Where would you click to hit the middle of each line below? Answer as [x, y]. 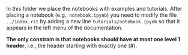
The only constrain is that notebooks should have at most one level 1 [93, 39]
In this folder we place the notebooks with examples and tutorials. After [94, 9]
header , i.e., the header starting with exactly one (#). [71, 45]
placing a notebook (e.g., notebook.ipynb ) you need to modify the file [92, 15]
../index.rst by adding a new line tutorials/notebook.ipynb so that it [93, 21]
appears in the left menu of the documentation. [65, 27]
